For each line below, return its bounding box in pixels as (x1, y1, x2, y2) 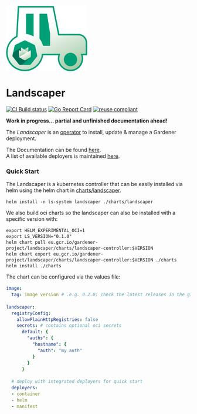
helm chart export (6, 251, 51, 257)
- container (11, 391, 41, 397)
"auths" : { (27, 335, 54, 341)
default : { (21, 329, 49, 335)
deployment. (6, 135, 36, 142)
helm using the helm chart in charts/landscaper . (6, 187, 121, 194)
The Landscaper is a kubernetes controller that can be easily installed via (6, 181, 183, 188)
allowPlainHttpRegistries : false (16, 316, 98, 323)
